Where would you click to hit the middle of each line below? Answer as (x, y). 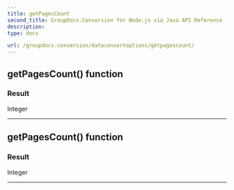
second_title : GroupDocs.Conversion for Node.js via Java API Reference (115, 20)
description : (26, 26)
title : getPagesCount (39, 14)
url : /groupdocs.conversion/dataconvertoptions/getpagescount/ (101, 46)
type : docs (23, 33)
